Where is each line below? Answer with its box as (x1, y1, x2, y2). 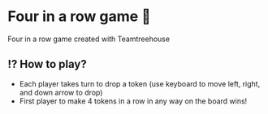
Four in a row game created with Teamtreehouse (7, 34, 171, 44)
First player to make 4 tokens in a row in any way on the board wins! (19, 96, 248, 106)
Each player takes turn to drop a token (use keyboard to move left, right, (19, 78, 261, 88)
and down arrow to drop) (19, 87, 103, 97)
